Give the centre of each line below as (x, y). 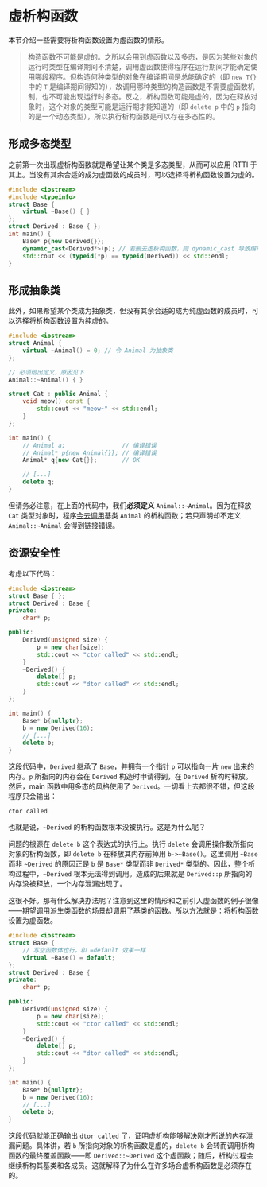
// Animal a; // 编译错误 (90, 445)
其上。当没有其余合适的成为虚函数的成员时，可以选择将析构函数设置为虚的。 (133, 174)
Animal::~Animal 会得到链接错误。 (64, 525)
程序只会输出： (33, 797)
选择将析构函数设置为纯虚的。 (64, 321)
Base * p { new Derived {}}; (64, 241)
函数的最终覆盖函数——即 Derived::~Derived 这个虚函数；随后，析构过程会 (131, 1156)
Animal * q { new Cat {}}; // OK (81, 460)
